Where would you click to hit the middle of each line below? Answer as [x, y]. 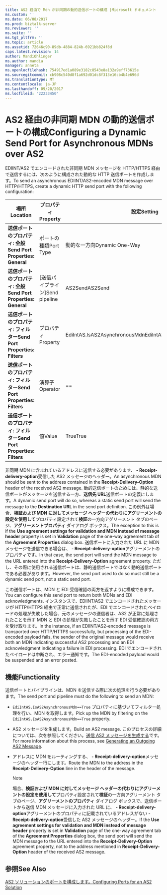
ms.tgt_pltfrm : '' [24, 38]
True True [76, 436]
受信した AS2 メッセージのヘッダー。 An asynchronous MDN [100, 476]
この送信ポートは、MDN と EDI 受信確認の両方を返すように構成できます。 [81, 590]
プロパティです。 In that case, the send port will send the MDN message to [81, 555]
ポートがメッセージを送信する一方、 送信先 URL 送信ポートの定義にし [80, 494]
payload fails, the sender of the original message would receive [89, 637]
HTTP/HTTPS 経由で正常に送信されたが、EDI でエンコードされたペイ [85, 607]
